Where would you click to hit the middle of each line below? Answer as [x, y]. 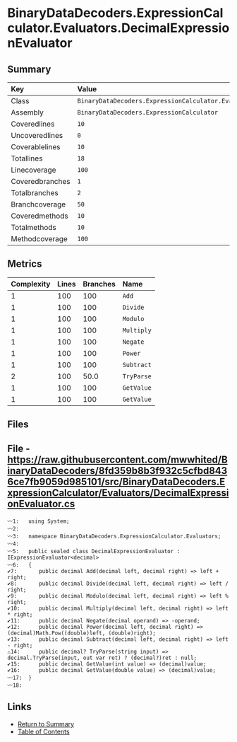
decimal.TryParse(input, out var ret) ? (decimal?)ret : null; [102, 658]
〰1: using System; [38, 521]
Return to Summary [46, 724]
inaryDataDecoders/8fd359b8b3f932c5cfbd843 [117, 471]
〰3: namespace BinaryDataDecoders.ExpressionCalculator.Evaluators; [114, 537]
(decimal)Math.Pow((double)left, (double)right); [82, 633]
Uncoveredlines [37, 135]
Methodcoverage [39, 239]
